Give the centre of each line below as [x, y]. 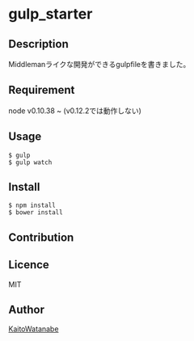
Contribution [41, 237]
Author [26, 310]
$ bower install [36, 213]
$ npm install [32, 206]
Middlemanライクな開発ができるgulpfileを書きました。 [99, 64]
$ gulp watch [30, 162]
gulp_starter [51, 14]
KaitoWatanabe [34, 329]
